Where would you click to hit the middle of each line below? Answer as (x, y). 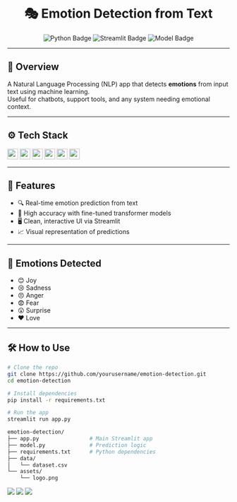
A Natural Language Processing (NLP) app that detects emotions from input (118, 84)
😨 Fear (28, 303)
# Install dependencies (42, 393)
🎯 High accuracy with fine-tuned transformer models (94, 214)
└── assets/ (25, 472)
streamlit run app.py (39, 419)
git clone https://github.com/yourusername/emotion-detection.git (107, 374)
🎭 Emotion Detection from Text (119, 14)
